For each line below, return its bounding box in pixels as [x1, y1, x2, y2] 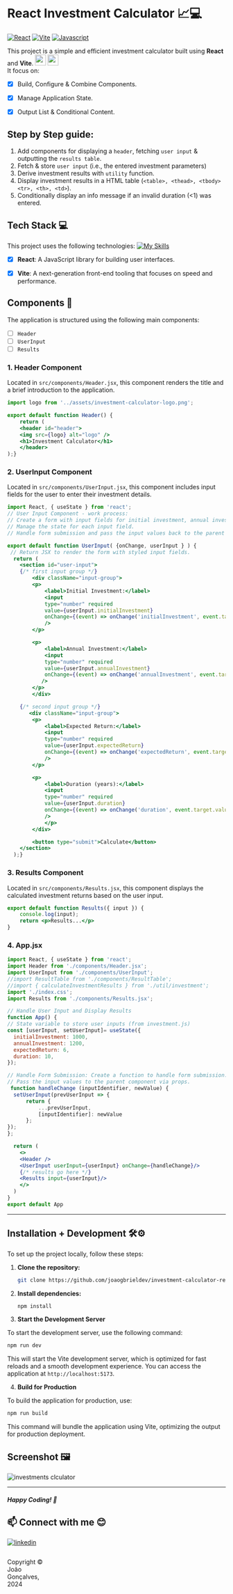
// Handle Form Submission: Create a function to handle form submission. [7, 1072, 228, 1079]
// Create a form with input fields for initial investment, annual [7, 516, 209, 524]
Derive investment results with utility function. [17, 168, 155, 177]
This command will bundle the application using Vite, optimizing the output [7, 1423, 221, 1431]
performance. [17, 276, 57, 285]
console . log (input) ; [19, 911, 79, 918]
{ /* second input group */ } [19, 703, 101, 710]
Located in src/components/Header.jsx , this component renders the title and [7, 379, 224, 387]
